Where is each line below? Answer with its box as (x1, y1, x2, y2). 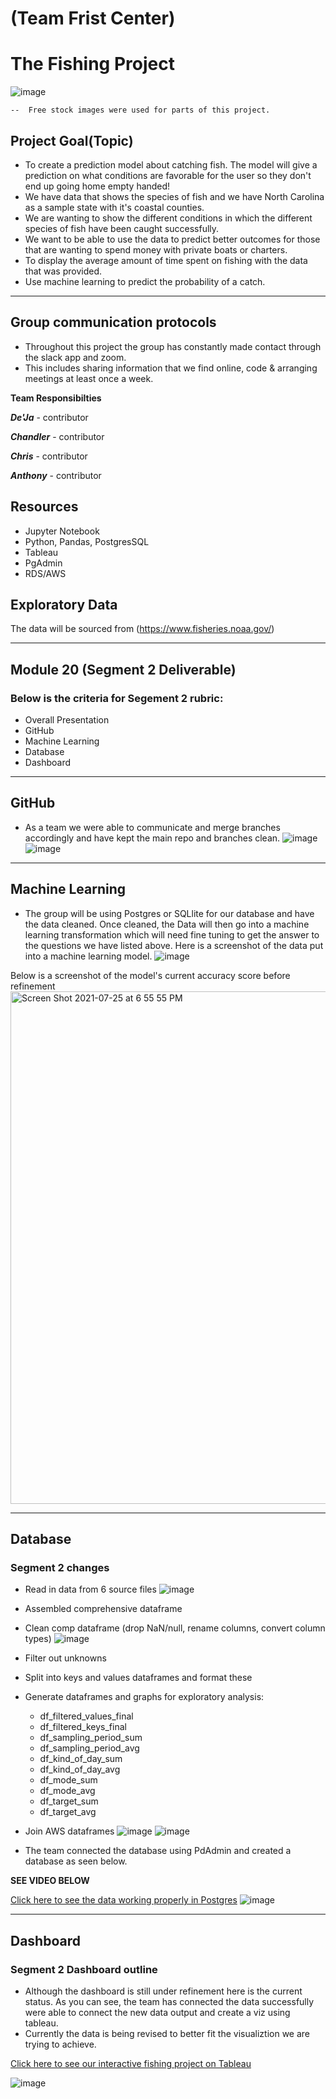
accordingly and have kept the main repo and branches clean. (24, 832, 281, 844)
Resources (10, 498, 79, 516)
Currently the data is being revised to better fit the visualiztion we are (24, 2028, 311, 2040)
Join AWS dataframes (24, 1825, 115, 1837)
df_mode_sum (39, 1774, 98, 1786)
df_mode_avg (39, 1785, 96, 1797)
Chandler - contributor (10, 430, 105, 442)
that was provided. (24, 265, 103, 277)
